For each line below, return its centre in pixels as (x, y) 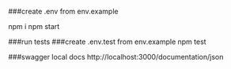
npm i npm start (34, 26)
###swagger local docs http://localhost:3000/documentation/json (116, 57)
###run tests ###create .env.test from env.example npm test (108, 42)
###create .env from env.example (63, 11)
